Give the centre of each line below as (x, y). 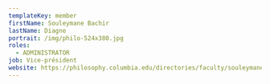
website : (23, 68)
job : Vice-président (43, 61)
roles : (19, 46)
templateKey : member (43, 16)
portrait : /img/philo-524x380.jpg (66, 38)
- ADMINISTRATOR (43, 53)
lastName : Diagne (37, 30)
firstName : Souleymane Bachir (59, 23)
